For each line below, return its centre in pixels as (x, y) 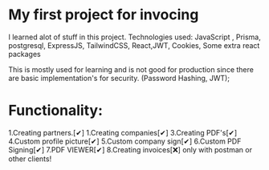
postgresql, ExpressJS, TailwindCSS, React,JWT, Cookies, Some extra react (134, 45)
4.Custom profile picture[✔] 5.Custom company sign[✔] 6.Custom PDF (125, 141)
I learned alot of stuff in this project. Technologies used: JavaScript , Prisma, (134, 37)
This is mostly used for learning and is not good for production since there (131, 69)
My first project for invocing (104, 15)
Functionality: (55, 111)
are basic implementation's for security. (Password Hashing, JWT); (119, 78)
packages (25, 54)
